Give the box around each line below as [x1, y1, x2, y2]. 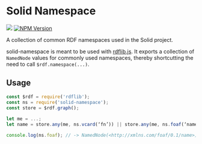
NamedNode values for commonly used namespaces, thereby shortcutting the [6, 54, 194, 61]
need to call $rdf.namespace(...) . [6, 60, 90, 68]
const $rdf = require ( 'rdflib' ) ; [6, 94, 90, 100]
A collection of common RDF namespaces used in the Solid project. [6, 36, 173, 43]
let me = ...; [6, 116, 42, 122]
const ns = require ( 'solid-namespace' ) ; [6, 99, 109, 105]
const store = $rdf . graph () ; [6, 105, 79, 111]
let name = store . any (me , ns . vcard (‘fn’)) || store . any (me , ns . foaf [6, 121, 182, 128]
